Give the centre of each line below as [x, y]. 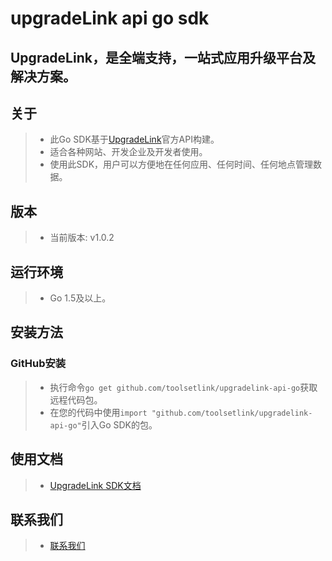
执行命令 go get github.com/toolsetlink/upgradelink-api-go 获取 [183, 387]
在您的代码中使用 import [98, 412]
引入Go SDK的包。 [119, 424]
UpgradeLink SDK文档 [95, 485]
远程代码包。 [76, 399]
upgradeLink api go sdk [110, 18]
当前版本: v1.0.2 [82, 238]
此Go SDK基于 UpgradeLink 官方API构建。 [134, 139]
